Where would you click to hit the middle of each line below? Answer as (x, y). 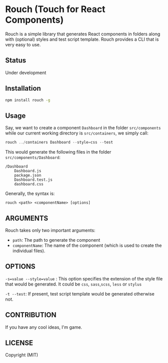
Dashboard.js (28, 171)
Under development (26, 72)
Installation (23, 88)
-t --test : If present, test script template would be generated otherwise (80, 294)
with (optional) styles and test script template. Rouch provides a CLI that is (82, 39)
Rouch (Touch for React (55, 9)
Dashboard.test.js (33, 180)
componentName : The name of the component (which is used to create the (87, 245)
